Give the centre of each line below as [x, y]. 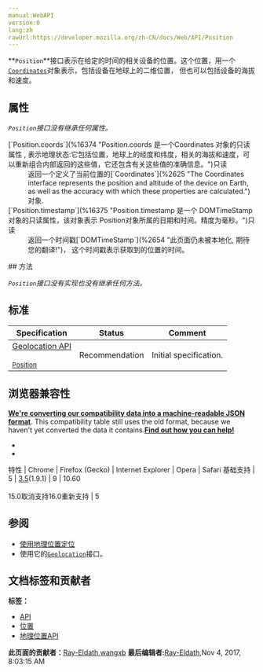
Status [111, 332]
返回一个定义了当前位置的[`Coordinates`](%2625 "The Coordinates [136, 174]
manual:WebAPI [31, 15]
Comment [187, 332]
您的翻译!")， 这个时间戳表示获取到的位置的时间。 [108, 250]
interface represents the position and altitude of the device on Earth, [138, 183]
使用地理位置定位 [47, 544]
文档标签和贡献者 [49, 580]
